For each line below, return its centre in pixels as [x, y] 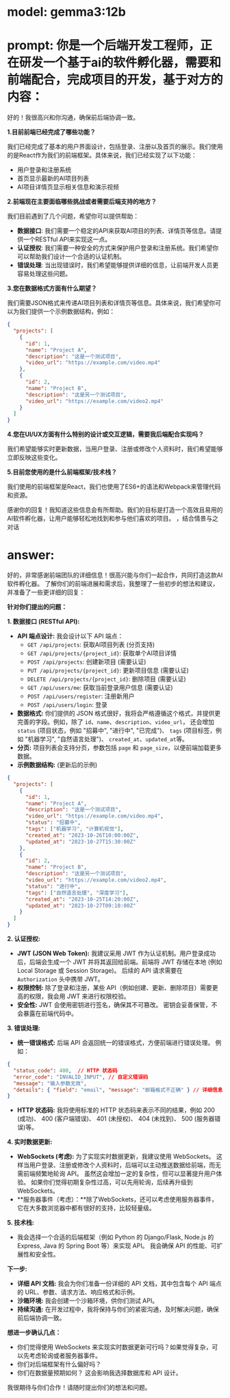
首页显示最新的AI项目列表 [53, 179]
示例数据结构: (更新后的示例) [57, 765]
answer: [31, 555]
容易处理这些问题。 [44, 274]
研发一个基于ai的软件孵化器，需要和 [120, 63]
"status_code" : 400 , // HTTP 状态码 [65, 1070]
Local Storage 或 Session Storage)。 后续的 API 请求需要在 [100, 971]
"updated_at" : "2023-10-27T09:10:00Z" [80, 905]
